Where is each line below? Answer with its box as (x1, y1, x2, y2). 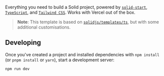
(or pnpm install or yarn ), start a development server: (5, 57, 115, 63)
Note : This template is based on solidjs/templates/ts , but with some (17, 19, 159, 25)
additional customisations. (17, 24, 71, 30)
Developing (5, 38, 41, 47)
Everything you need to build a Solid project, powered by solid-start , (5, 4, 148, 10)
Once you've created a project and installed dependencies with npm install (5, 51, 160, 57)
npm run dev (5, 66, 30, 71)
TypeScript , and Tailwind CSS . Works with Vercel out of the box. (5, 9, 136, 15)
